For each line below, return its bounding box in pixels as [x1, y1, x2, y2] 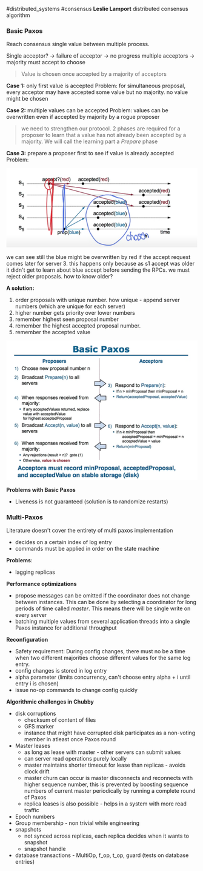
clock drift [24, 768, 50, 775]
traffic [24, 807, 39, 814]
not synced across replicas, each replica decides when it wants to [24, 832, 190, 839]
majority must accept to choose [6, 59, 86, 66]
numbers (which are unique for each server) [15, 303, 126, 310]
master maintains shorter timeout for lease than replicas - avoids [24, 761, 186, 769]
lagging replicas [15, 568, 56, 576]
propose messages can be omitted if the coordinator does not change [15, 592, 190, 599]
